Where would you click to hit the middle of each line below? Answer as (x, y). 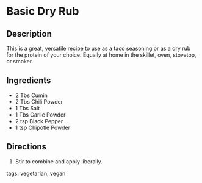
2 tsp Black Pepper (39, 121)
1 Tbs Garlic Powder (40, 115)
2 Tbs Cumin (31, 95)
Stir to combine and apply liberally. (59, 161)
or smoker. (20, 61)
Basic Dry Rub (43, 11)
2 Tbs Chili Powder (39, 101)
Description (29, 34)
